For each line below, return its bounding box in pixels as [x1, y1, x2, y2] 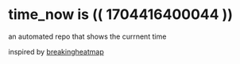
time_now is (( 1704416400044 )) [8, 6, 233, 24]
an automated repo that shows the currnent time [8, 32, 167, 41]
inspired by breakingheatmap [8, 47, 105, 56]
